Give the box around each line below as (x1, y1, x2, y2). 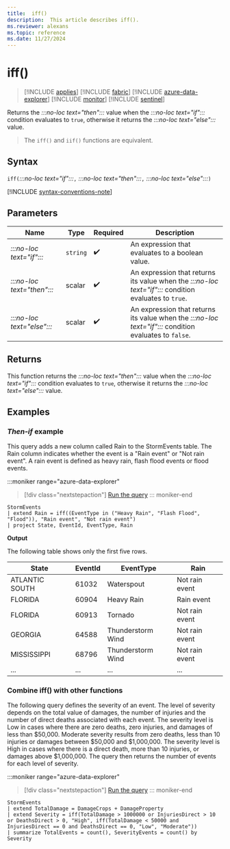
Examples (7, 406, 50, 418)
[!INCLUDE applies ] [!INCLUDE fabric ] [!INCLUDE (23, 88, 163, 96)
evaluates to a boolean (130, 248, 203, 257)
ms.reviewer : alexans (7, 23, 69, 29)
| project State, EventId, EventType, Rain (7, 522, 133, 529)
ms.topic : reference (7, 29, 66, 36)
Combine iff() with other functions (7, 686, 123, 695)
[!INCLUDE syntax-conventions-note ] (7, 187, 113, 195)
